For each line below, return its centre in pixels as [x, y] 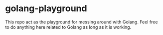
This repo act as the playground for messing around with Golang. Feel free [81, 22]
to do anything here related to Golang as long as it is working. [68, 27]
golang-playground [46, 9]
